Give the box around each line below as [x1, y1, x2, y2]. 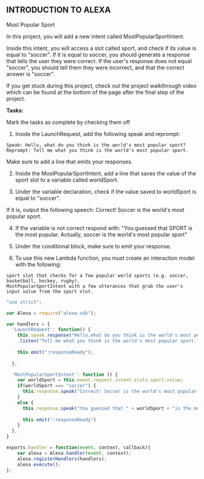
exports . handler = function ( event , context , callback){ [6, 444, 151, 451]
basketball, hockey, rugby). [6, 277, 80, 284]
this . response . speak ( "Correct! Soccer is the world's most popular [22, 389, 197, 395]
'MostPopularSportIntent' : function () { [12, 372, 118, 378]
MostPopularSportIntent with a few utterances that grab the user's [6, 283, 183, 289]
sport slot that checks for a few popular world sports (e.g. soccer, [6, 273, 189, 279]
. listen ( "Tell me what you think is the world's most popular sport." [17, 338, 200, 344]
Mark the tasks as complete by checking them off [6, 118, 131, 126]
